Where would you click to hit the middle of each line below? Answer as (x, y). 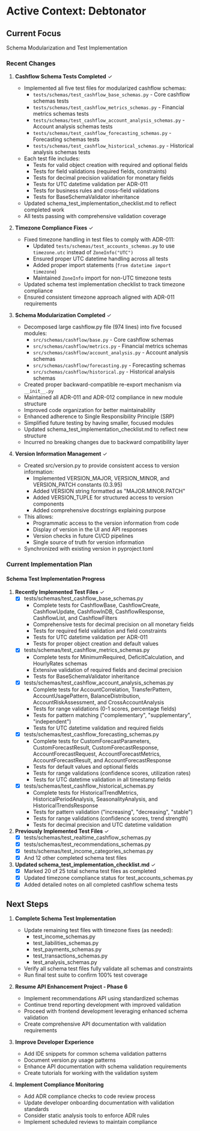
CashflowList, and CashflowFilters (75, 618)
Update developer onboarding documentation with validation (99, 1102)
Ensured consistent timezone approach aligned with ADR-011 (99, 297)
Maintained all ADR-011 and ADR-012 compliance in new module (103, 397)
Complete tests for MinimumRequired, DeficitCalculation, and (108, 657)
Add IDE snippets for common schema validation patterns (95, 1053)
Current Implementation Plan (49, 565)
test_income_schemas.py (64, 936)
